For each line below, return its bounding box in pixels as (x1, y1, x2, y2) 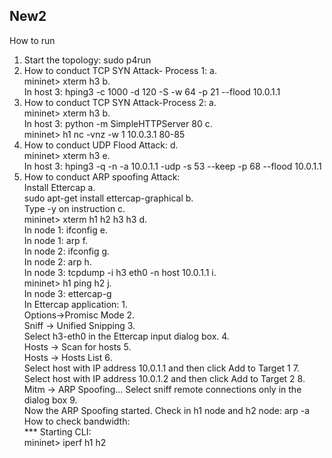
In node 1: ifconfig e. (23, 224, 108, 236)
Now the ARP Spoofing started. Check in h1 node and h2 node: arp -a (23, 404, 311, 416)
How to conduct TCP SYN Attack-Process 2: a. (23, 96, 217, 108)
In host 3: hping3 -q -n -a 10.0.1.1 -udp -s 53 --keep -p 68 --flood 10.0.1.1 (23, 160, 322, 172)
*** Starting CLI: (23, 425, 92, 438)
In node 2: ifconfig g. (23, 245, 111, 257)
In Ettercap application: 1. (23, 298, 129, 310)
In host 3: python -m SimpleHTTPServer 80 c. (23, 117, 213, 129)
